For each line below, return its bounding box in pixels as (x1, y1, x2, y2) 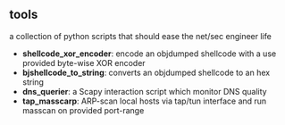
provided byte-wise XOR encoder (21, 57, 146, 68)
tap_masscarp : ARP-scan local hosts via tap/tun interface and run (21, 96, 267, 106)
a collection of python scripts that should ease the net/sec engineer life (9, 30, 272, 41)
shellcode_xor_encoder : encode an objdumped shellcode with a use (21, 48, 277, 59)
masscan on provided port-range (21, 104, 145, 115)
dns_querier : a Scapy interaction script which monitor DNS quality (21, 86, 267, 96)
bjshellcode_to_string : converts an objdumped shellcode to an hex (21, 67, 271, 78)
